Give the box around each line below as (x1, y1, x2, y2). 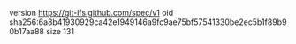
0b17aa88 (9, 26, 44, 36)
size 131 (45, 26, 75, 36)
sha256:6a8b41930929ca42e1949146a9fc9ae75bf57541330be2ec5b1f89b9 (9, 17, 287, 27)
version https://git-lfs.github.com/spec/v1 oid (9, 8, 174, 18)
